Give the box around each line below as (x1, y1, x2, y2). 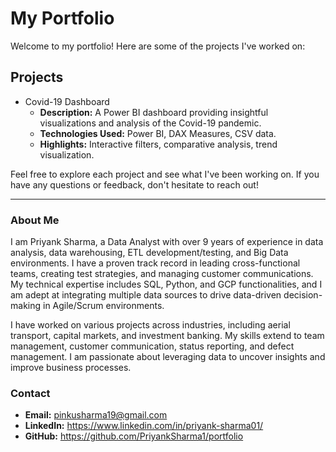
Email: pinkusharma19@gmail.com (24, 409, 168, 421)
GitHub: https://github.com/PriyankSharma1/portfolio (24, 430, 244, 442)
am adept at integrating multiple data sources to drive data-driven (10, 289, 282, 301)
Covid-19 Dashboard (24, 95, 110, 107)
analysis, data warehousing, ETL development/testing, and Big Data (10, 247, 289, 259)
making (10, 300, 42, 312)
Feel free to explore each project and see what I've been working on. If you (10, 168, 320, 180)
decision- (283, 289, 323, 301)
